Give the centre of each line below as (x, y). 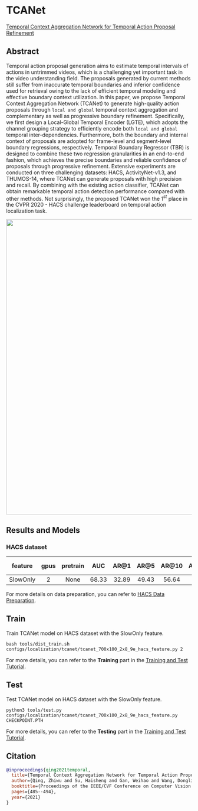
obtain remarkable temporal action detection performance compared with (95, 191)
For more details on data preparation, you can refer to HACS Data (85, 594)
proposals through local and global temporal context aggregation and (92, 109)
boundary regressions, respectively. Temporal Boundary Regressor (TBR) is (98, 147)
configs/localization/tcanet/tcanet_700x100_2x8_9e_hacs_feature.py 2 (95, 649)
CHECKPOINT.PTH (25, 720)
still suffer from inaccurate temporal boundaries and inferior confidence (93, 84)
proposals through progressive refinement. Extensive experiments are (91, 166)
